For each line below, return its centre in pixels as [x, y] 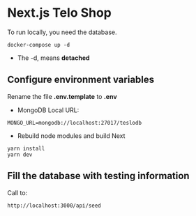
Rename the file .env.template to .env [62, 96]
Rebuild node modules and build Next [71, 136]
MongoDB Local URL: [48, 110]
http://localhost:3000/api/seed [54, 206]
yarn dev [20, 155]
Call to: [17, 192]
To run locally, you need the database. [62, 32]
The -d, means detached [53, 58]
